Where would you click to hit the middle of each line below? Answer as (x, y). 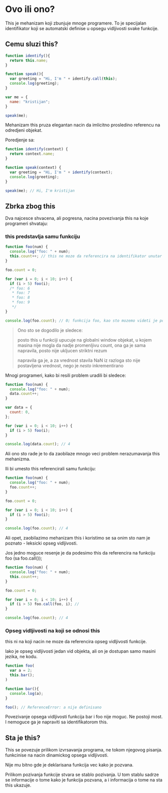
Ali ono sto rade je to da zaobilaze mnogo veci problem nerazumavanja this (82, 454)
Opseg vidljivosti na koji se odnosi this (52, 631)
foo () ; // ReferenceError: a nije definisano (53, 707)
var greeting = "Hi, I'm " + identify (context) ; (61, 172)
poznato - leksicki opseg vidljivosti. (41, 543)
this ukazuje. (18, 785)
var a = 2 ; (21, 671)
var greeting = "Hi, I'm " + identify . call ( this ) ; (63, 79)
